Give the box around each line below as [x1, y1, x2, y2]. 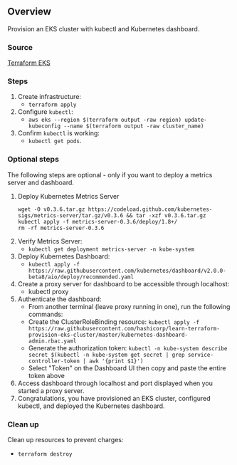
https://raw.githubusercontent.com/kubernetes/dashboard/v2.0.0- [28, 267, 226, 274]
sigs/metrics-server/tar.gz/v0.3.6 [17, 211, 124, 219]
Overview [7, 6, 52, 18]
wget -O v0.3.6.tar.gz [17, 206, 85, 213]
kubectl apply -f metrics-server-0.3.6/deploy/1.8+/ [17, 218, 178, 225]
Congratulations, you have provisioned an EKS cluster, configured [17, 394, 211, 402]
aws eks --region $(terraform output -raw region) [28, 117, 182, 124]
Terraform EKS [7, 58, 51, 67]
